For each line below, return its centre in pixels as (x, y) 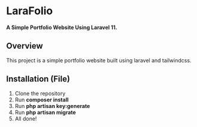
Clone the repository (40, 93)
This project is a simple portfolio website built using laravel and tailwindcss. (99, 60)
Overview (25, 46)
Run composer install (41, 100)
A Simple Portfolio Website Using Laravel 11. (62, 27)
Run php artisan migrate (45, 112)
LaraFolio (30, 11)
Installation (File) (38, 79)
